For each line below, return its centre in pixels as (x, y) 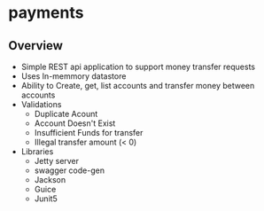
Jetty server (57, 161)
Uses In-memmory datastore (74, 76)
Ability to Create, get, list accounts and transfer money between (138, 86)
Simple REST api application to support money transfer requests (138, 66)
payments (46, 13)
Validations (41, 104)
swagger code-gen (70, 170)
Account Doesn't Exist (75, 123)
